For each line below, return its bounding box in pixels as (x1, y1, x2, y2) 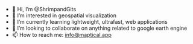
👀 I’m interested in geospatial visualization (11, 12, 116, 19)
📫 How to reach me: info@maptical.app (11, 32, 112, 38)
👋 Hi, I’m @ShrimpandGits (11, 6, 77, 12)
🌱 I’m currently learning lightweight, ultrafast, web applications (11, 18, 168, 25)
